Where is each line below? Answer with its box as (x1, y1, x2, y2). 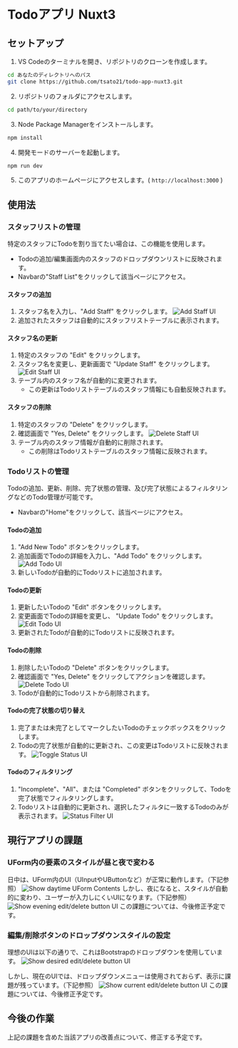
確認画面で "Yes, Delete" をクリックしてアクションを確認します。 (17, 672, 209, 680)
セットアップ (7, 37, 64, 49)
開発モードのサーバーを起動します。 (17, 147, 124, 157)
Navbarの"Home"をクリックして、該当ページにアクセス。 (17, 507, 187, 517)
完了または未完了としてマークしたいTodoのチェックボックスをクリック (17, 723, 227, 732)
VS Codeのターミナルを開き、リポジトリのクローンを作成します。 (17, 58, 212, 66)
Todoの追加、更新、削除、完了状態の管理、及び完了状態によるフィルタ (7, 484, 216, 492)
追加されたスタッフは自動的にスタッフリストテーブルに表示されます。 (17, 316, 223, 325)
